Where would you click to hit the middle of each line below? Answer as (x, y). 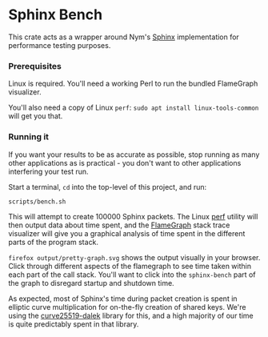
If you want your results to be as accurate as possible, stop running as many (134, 154)
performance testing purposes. (60, 45)
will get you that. (36, 116)
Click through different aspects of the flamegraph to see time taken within (130, 266)
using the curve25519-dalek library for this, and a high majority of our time (131, 315)
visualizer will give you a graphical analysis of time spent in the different (127, 233)
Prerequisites (35, 66)
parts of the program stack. (53, 242)
